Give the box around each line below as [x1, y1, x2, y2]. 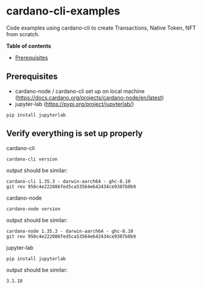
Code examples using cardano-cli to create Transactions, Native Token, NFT [6, 24, 196, 31]
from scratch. [6, 30, 40, 37]
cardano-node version [6, 206, 61, 212]
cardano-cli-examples [6, 4, 121, 18]
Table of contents [6, 42, 51, 49]
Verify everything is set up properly [6, 129, 143, 139]
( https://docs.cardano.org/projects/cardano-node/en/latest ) [14, 94, 164, 101]
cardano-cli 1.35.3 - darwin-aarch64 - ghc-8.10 [6, 178, 131, 185]
